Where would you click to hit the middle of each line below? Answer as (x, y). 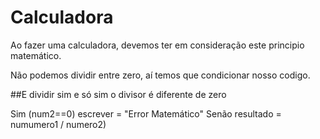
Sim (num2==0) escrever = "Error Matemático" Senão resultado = (146, 113)
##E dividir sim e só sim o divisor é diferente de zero (118, 94)
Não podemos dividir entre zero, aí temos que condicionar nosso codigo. (160, 75)
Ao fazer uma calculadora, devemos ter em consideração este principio (157, 45)
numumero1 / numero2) (58, 124)
